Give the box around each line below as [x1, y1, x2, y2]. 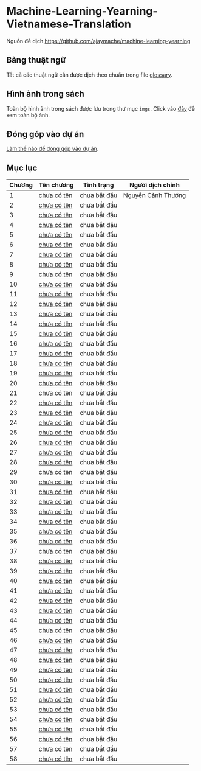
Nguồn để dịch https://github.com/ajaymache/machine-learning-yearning [6, 37, 191, 44]
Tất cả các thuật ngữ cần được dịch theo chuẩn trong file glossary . [6, 71, 173, 78]
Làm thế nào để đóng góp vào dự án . [6, 145, 99, 153]
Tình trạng [83, 181, 114, 189]
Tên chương [38, 181, 74, 189]
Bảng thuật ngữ [6, 55, 66, 65]
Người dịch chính [129, 181, 180, 189]
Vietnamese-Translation [6, 17, 132, 31]
